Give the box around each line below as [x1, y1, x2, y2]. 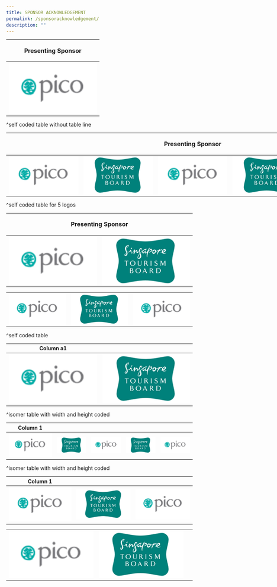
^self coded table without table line [6, 121, 92, 128]
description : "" [6, 22, 46, 28]
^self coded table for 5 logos [6, 201, 76, 208]
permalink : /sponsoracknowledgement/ [6, 15, 99, 22]
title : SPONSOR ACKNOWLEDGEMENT [6, 9, 86, 15]
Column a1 [39, 345, 67, 352]
